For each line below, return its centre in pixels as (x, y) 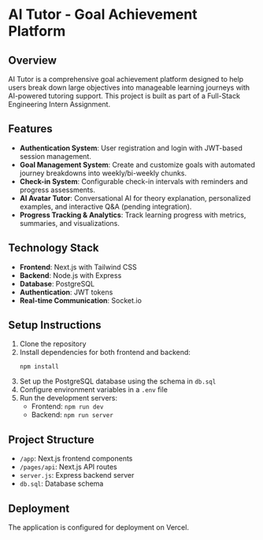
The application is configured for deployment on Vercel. (98, 527)
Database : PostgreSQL (57, 283)
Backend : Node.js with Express (70, 275)
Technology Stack (54, 248)
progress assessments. (57, 190)
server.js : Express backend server (77, 475)
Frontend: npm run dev (67, 406)
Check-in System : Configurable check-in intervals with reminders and (133, 181)
